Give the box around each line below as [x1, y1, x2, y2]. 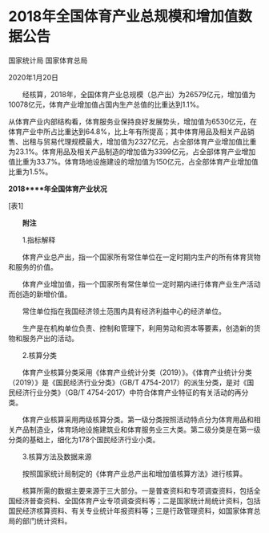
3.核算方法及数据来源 [22, 451, 92, 462]
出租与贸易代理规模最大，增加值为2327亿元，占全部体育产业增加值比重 [22, 136, 257, 146]
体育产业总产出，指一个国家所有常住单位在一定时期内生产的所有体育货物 [22, 252, 261, 262]
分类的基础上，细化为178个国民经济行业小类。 [8, 434, 160, 444]
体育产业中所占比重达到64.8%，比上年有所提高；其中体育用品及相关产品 [8, 126, 248, 136]
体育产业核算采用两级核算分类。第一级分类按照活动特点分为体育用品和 [22, 414, 254, 424]
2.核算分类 [22, 350, 58, 360]
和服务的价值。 [8, 262, 58, 271]
